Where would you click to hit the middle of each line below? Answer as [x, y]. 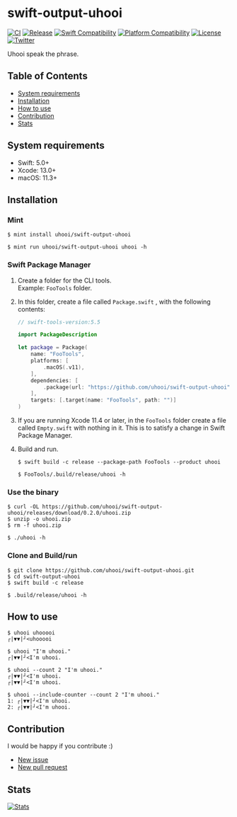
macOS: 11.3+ [37, 178]
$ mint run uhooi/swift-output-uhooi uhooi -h [77, 247]
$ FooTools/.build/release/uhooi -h [71, 475]
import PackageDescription [57, 335]
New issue [33, 760]
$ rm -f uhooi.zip [34, 525]
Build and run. [38, 449]
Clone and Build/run [42, 556]
